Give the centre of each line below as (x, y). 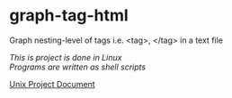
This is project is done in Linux (66, 57)
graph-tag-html (69, 16)
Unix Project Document (53, 84)
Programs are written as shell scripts (78, 67)
